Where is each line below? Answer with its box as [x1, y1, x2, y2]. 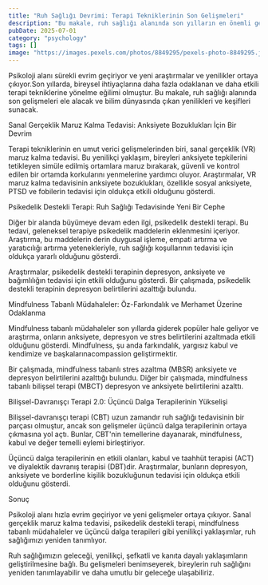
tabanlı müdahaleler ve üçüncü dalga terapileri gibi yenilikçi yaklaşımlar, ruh [8, 527, 257, 536]
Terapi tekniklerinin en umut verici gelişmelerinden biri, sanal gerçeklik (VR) [8, 145, 256, 153]
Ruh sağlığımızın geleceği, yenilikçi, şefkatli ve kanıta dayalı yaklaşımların [8, 551, 248, 560]
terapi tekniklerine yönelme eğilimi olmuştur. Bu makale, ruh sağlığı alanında [8, 88, 257, 97]
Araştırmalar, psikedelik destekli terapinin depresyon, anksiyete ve [8, 267, 226, 277]
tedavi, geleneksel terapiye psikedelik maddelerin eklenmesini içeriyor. [8, 226, 241, 236]
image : [8, 49, 30, 57]
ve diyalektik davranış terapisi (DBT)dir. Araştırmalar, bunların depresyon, [8, 462, 248, 472]
